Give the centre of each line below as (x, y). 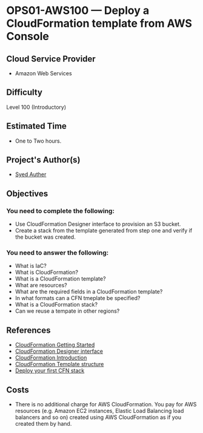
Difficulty (24, 93)
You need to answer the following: (58, 253)
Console (28, 36)
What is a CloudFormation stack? (56, 305)
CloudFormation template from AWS (99, 23)
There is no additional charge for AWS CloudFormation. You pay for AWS (106, 404)
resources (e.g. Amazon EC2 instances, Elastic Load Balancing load (99, 411)
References (28, 330)
